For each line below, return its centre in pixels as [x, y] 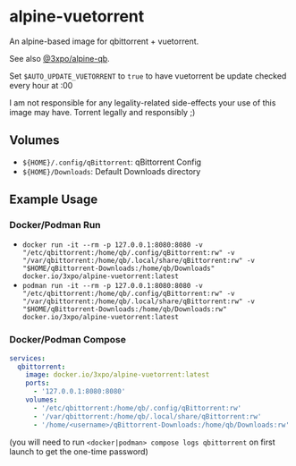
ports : [38, 383]
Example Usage [54, 200]
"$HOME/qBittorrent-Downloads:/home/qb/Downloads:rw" [124, 309]
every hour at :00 [41, 85]
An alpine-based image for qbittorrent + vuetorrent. [104, 41]
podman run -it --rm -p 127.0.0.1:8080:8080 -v [112, 286]
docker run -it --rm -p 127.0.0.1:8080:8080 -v [112, 245]
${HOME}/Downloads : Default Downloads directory [111, 171]
